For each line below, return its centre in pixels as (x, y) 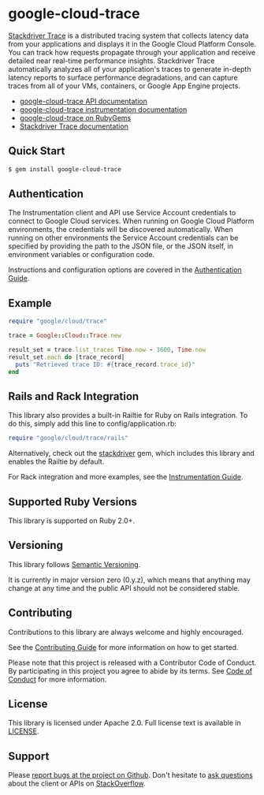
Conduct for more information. (58, 679)
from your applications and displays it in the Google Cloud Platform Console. (132, 43)
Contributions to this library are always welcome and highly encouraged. (126, 632)
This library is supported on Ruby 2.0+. (72, 521)
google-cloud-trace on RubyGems (75, 118)
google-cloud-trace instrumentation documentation (103, 109)
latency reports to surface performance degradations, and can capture (123, 77)
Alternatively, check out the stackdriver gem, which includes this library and (131, 453)
